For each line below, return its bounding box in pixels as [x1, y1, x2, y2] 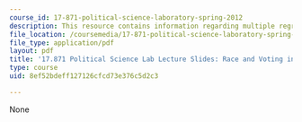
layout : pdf [9, 47, 54, 56]
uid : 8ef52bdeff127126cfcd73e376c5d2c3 [9, 72, 159, 81]
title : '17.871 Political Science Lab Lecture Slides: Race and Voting [9, 55, 283, 64]
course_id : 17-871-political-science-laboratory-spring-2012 [9, 13, 244, 22]
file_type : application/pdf [9, 38, 115, 48]
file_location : [9, 30, 67, 39]
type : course [9, 64, 58, 73]
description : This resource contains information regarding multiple [9, 22, 276, 30]
